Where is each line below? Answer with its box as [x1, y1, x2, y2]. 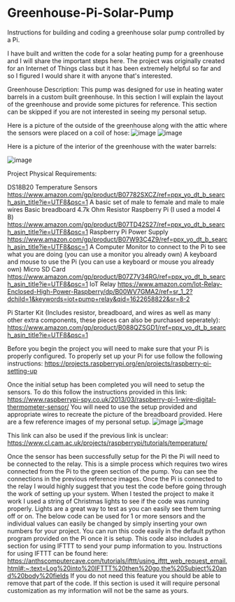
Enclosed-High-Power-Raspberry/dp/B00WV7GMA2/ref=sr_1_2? [7, 287, 193, 295]
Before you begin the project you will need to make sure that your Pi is [7, 344, 210, 352]
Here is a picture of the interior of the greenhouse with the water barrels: [7, 142, 217, 150]
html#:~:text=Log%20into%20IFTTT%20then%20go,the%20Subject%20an [7, 563, 227, 573]
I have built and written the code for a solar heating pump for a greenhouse [7, 49, 224, 58]
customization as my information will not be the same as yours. [7, 586, 189, 594]
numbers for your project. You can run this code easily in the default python [7, 526, 226, 535]
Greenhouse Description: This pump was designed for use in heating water [7, 85, 224, 93]
